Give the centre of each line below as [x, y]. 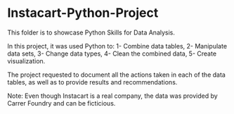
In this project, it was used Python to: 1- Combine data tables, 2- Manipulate [117, 46]
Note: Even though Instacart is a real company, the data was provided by [112, 96]
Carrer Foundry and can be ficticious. [61, 103]
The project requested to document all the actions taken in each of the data [117, 75]
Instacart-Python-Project [83, 13]
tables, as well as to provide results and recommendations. [92, 82]
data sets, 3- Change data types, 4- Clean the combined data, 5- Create [112, 53]
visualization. [26, 61]
